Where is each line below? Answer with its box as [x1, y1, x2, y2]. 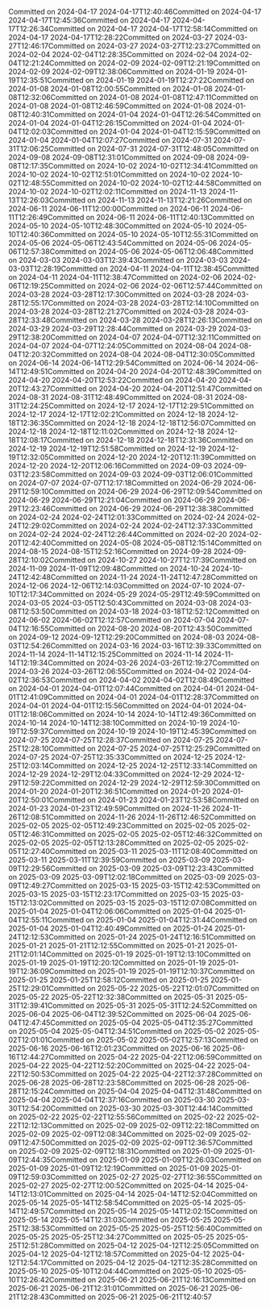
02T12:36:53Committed [8, 675, 87, 685]
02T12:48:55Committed [8, 178, 87, 188]
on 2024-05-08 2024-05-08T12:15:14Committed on [89, 538, 262, 548]
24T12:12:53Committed [8, 932, 86, 942]
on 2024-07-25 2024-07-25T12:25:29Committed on [87, 744, 260, 753]
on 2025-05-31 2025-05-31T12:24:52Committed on [85, 1001, 258, 1010]
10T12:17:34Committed [8, 589, 84, 599]
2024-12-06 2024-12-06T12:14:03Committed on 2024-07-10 [8, 581, 211, 590]
